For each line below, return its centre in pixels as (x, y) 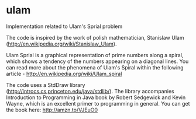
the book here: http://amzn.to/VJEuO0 (52, 110)
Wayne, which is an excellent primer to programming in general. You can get (98, 103)
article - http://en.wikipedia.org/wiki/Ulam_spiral (64, 73)
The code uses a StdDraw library (46, 85)
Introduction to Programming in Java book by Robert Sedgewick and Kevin (96, 97)
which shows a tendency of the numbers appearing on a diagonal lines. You (97, 61)
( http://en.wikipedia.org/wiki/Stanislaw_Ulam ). (61, 44)
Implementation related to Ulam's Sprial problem (64, 26)
